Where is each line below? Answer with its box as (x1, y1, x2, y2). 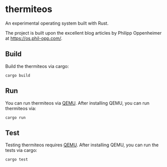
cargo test (5, 157, 28, 162)
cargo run (5, 115, 26, 120)
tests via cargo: (5, 147, 37, 153)
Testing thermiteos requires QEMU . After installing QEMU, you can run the (5, 142, 159, 148)
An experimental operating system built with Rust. (5, 20, 109, 26)
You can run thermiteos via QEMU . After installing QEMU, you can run (5, 100, 150, 106)
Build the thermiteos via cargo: (5, 63, 69, 69)
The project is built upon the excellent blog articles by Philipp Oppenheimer (5, 30, 162, 36)
